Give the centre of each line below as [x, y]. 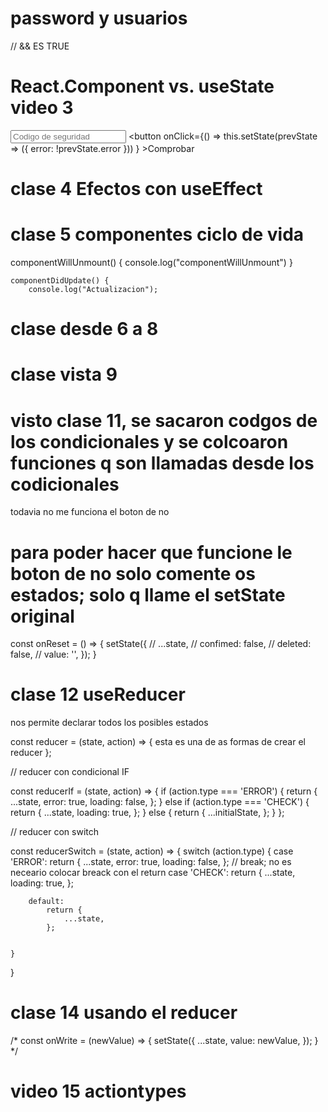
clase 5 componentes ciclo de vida [157, 234]
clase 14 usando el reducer [124, 1013]
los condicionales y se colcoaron [149, 441]
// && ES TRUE [40, 46]
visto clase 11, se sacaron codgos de [164, 420]
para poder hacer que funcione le [151, 552]
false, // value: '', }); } [53, 654]
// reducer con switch [55, 832]
